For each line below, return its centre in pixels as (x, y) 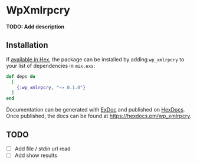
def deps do (21, 76)
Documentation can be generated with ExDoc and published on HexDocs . (96, 110)
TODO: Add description (35, 27)
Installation (27, 45)
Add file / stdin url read (42, 149)
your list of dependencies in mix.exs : (51, 65)
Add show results (36, 155)
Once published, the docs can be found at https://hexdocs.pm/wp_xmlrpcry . (99, 116)
